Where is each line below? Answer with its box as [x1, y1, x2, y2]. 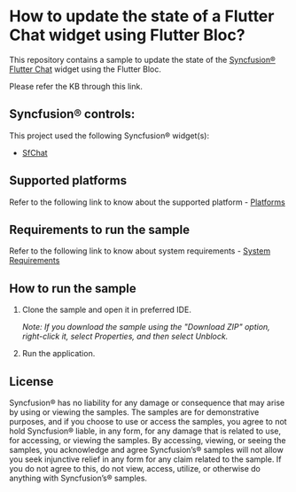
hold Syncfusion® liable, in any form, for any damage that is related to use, [9, 426, 282, 436]
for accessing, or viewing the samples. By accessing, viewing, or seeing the [9, 435, 286, 445]
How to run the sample [9, 281, 136, 296]
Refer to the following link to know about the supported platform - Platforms [9, 197, 285, 207]
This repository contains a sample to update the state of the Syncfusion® [9, 54, 277, 65]
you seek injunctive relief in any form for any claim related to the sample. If [9, 454, 282, 465]
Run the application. [21, 348, 96, 359]
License [9, 374, 54, 389]
